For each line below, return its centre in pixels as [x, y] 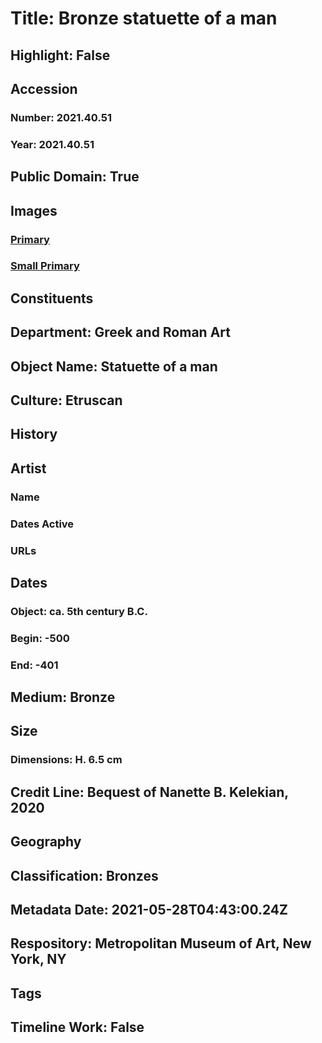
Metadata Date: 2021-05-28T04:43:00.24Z [149, 909]
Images [34, 210]
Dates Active [42, 524]
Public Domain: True [75, 177]
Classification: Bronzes [84, 875]
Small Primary [45, 266]
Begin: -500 [40, 638]
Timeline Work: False [77, 1027]
